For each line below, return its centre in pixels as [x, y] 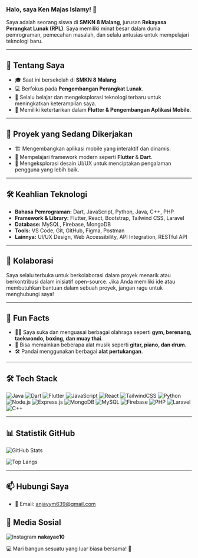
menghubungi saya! [30, 294]
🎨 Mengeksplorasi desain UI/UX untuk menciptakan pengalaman [93, 163]
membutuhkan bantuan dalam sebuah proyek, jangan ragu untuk [85, 288]
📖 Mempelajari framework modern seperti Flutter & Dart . [83, 157]
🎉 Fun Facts [28, 318]
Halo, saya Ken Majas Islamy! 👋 [52, 9]
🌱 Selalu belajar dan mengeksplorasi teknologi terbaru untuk [88, 98]
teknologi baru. [24, 41]
